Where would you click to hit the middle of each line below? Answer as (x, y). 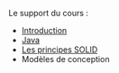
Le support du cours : (49, 13)
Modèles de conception (65, 59)
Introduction (44, 30)
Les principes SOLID (59, 50)
